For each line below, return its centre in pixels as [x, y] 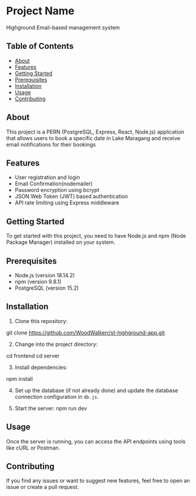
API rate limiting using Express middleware [67, 203]
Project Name [40, 11]
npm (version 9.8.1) [38, 282]
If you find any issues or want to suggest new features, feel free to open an [98, 480]
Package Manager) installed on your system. [61, 242]
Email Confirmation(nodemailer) [54, 184]
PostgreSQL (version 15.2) [47, 288]
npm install [20, 379]
